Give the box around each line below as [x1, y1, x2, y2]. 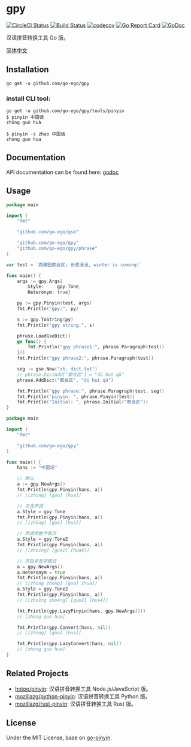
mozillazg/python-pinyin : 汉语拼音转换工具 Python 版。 [14, 692, 151, 700]
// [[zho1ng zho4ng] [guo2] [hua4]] [17, 597, 109, 603]
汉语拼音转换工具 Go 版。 [6, 34, 69, 41]
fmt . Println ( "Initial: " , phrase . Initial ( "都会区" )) [17, 399, 148, 405]
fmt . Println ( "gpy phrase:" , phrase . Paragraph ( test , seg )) [17, 388, 165, 394]
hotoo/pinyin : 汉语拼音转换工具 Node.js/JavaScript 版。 [14, 685, 151, 692]
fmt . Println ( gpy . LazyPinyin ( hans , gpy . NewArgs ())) [17, 608, 146, 614]
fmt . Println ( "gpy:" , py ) [17, 306, 79, 312]
